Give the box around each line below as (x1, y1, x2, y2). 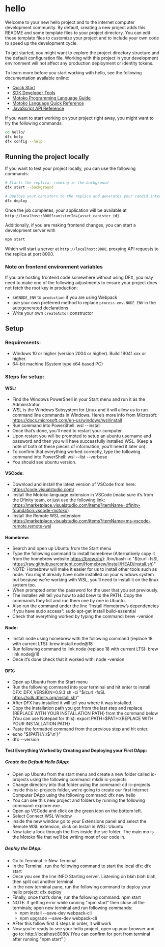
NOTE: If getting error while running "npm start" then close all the (12, 900, 145, 906)
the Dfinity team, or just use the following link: (12, 497, 105, 503)
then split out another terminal (12, 879, 74, 884)
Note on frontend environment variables (5, 263, 103, 270)
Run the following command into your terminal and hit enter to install (12, 684, 151, 690)
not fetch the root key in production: (5, 285, 78, 291)
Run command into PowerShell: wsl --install (12, 422, 101, 428)
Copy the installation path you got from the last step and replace (12, 705, 142, 711)
